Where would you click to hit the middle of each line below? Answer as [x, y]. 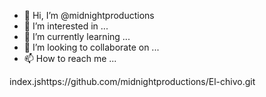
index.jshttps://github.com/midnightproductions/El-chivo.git [132, 81]
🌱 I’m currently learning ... [77, 36]
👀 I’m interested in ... [66, 26]
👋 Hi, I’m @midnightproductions [89, 15]
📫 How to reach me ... [70, 58]
